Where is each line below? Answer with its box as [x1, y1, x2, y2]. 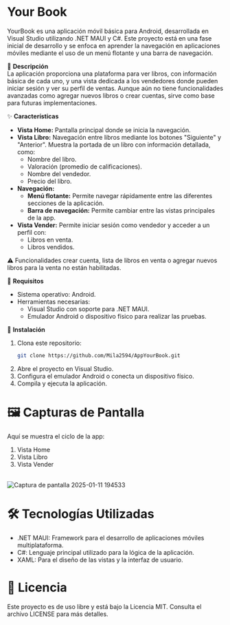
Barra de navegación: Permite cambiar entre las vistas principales [27, 206, 215, 214]
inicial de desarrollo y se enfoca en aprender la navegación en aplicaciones [7, 41, 220, 50]
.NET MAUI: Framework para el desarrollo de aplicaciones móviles [16, 533, 205, 542]
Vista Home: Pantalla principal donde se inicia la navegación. [16, 125, 191, 134]
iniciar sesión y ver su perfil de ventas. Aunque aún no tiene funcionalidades [7, 84, 224, 92]
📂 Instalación [7, 325, 46, 334]
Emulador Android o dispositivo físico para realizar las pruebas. [27, 312, 207, 320]
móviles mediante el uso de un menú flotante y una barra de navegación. [7, 49, 214, 57]
